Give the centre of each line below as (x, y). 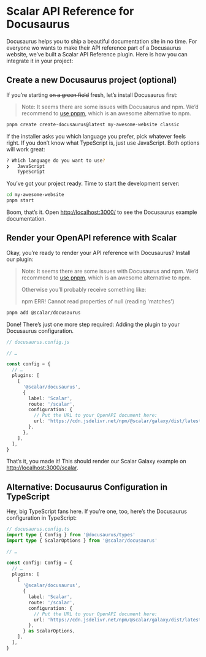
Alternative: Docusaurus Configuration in (87, 487)
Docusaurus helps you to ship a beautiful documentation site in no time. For (102, 41)
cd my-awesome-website (35, 195)
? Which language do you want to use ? (56, 161)
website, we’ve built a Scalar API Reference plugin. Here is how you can (97, 54)
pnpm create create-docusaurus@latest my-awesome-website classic (93, 124)
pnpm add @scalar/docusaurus (44, 313)
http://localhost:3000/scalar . (42, 468)
